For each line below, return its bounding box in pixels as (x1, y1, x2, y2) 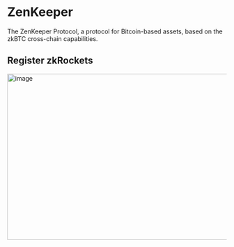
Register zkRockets (7, 55, 93, 67)
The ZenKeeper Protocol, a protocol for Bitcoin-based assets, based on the (7, 27, 223, 35)
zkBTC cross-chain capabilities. (7, 34, 98, 42)
